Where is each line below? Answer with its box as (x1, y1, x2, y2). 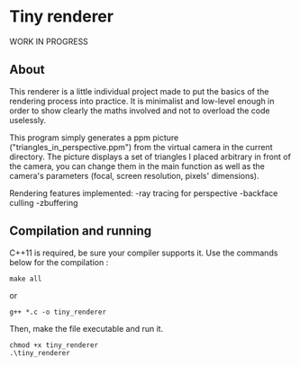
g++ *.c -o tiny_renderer (9, 308, 106, 317)
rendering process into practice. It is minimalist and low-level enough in (9, 95, 275, 106)
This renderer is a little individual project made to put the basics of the (9, 85, 269, 96)
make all (9, 274, 42, 283)
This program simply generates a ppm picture (9, 132, 179, 143)
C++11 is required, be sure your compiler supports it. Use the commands (9, 247, 278, 258)
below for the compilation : (9, 256, 109, 267)
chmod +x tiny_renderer (9, 340, 99, 350)
